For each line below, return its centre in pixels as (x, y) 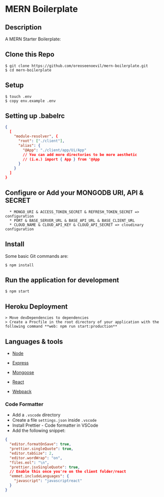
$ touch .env (18, 96)
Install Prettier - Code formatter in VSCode (55, 425)
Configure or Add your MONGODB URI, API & (74, 193)
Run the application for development (62, 280)
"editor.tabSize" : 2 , (32, 453)
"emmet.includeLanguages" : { (39, 476)
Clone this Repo (30, 54)
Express (20, 363)
